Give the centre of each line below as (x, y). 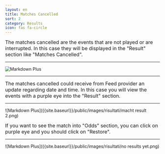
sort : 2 (13, 19)
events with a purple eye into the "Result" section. (63, 96)
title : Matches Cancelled (31, 14)
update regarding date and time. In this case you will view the (76, 90)
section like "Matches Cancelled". (44, 54)
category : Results (24, 23)
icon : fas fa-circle (26, 28)
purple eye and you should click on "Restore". (58, 132)
